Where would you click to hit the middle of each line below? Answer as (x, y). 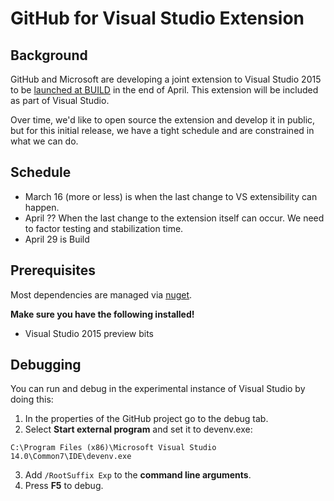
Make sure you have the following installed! (102, 314)
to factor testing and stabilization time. (104, 228)
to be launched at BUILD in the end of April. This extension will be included (164, 90)
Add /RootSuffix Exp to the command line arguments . (138, 475)
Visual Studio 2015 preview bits (89, 333)
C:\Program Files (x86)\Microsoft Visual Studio (113, 448)
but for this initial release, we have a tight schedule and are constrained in (162, 130)
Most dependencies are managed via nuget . (101, 294)
